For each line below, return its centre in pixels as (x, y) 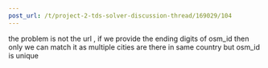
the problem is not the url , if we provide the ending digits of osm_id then (129, 38)
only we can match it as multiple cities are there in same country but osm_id (134, 47)
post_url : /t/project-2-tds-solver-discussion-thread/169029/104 (120, 16)
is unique (23, 55)
